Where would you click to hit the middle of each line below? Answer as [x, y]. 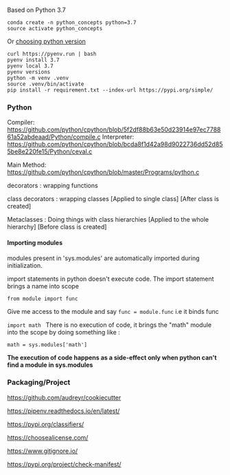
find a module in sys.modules [50, 365]
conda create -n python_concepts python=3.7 [72, 23]
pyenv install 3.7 [33, 60]
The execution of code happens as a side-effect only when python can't [112, 357]
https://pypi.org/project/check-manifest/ [64, 464]
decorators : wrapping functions [53, 186]
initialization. [25, 265]
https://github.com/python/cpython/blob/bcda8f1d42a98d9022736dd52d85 [115, 145]
